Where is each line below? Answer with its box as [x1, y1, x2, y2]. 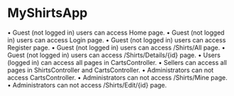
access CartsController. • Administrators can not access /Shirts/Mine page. [7, 73, 228, 82]
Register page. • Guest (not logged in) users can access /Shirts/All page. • [7, 43, 225, 52]
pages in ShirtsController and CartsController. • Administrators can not [7, 66, 214, 74]
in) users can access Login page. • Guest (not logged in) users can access [7, 35, 226, 44]
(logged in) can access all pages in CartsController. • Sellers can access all [7, 58, 227, 66]
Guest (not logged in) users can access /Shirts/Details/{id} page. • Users [7, 51, 221, 59]
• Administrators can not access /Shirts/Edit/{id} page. [7, 80, 167, 89]
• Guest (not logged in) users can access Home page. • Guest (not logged [7, 28, 225, 37]
